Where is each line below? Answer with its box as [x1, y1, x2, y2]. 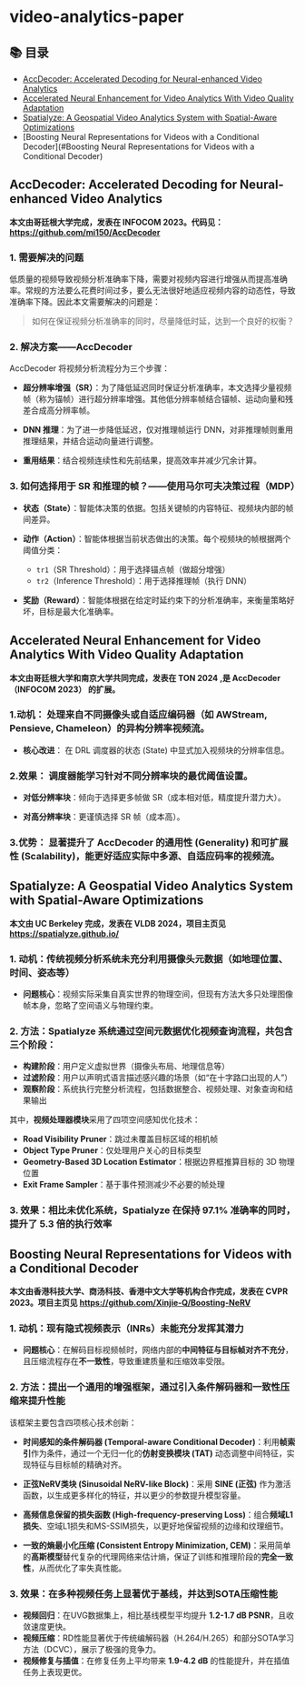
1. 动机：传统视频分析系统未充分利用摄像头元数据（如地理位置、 [9, 952, 289, 965]
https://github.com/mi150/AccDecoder [9, 226, 161, 237]
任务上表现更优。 [22, 1667, 87, 1678]
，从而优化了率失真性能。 [30, 1562, 127, 1573]
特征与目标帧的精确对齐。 [30, 1459, 127, 1470]
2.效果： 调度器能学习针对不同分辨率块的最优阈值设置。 [9, 769, 253, 782]
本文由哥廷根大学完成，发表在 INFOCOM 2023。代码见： [9, 216, 224, 227]
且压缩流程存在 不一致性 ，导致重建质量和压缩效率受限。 [22, 1356, 230, 1367]
